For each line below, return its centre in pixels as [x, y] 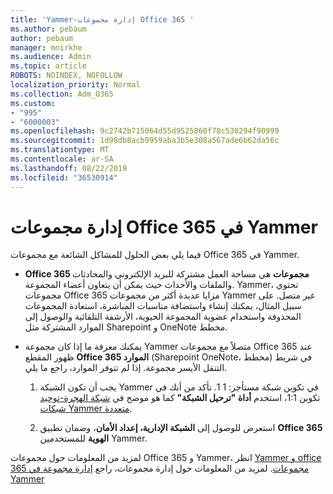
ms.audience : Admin [51, 57]
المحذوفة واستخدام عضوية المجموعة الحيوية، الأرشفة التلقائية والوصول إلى [163, 317]
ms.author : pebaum [48, 29]
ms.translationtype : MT [60, 150]
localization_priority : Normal [75, 85]
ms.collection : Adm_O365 [62, 94]
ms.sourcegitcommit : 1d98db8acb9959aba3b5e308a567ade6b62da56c [145, 141]
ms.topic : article [48, 66]
